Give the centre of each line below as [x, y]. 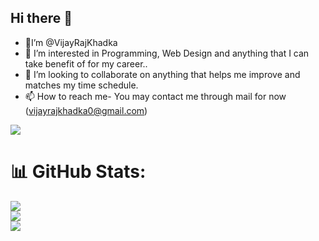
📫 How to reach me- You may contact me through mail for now [155, 96]
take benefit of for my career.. [86, 63]
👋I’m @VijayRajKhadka [71, 42]
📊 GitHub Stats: [78, 172]
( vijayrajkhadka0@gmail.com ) [86, 110]
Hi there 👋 [41, 18]
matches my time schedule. [81, 85]
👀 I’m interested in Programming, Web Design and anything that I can [167, 53]
